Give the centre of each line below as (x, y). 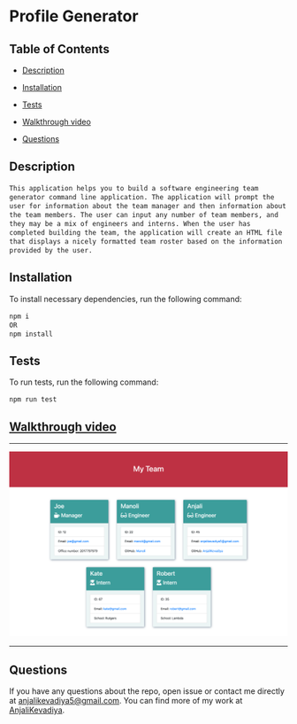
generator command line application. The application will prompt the (142, 197)
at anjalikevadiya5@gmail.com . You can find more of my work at (126, 701)
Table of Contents (60, 49)
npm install (31, 334)
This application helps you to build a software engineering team (134, 188)
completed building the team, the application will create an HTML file (146, 232)
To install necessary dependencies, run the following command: (126, 299)
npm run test (33, 400)
